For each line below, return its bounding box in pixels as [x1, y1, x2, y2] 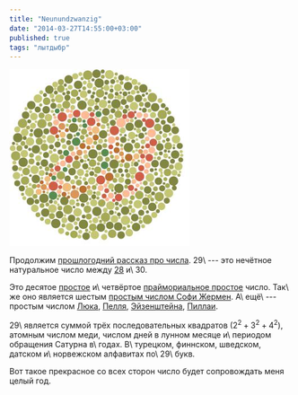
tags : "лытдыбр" [9, 43, 70, 52]
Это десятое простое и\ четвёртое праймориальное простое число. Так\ [9, 282, 289, 293]
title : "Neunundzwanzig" [9, 14, 102, 23]
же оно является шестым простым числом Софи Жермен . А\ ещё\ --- [9, 292, 276, 303]
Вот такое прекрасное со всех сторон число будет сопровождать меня [9, 365, 285, 376]
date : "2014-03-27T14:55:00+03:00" [9, 23, 143, 33]
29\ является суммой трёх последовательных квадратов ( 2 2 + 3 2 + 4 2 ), [9, 319, 284, 330]
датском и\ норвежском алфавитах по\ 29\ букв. [9, 348, 196, 359]
